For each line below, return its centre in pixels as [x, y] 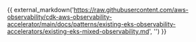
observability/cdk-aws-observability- [59, 17]
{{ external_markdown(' [41, 10]
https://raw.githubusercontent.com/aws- [131, 10]
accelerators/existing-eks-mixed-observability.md [78, 31]
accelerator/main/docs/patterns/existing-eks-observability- [91, 24]
